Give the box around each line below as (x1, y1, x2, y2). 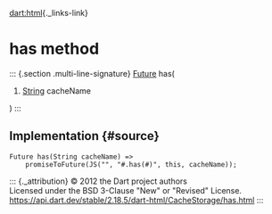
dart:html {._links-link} (9, 8, 89, 18)
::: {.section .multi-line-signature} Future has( (9, 68, 176, 78)
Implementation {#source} (9, 128, 161, 144)
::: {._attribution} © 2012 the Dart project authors (9, 176, 187, 186)
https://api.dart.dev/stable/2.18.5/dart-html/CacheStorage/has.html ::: (9, 194, 264, 205)
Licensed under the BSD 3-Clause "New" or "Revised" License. (9, 185, 243, 195)
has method (9, 39, 100, 59)
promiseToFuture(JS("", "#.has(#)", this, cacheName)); (25, 160, 238, 169)
